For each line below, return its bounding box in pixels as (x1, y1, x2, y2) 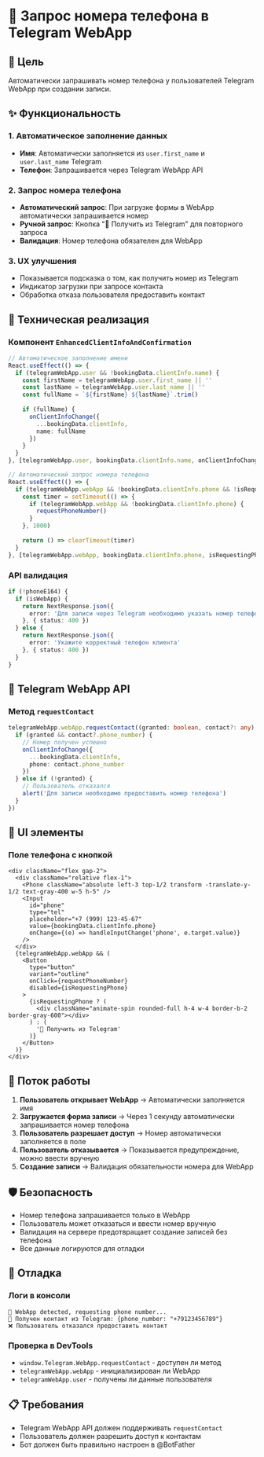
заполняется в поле (19, 1137, 86, 1147)
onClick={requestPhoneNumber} (28, 978, 128, 985)
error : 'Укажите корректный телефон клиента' (28, 639, 181, 647)
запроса (19, 227, 48, 237)
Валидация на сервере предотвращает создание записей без (19, 1228, 228, 1237)
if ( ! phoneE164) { (8, 587, 68, 596)
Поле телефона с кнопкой (8, 850, 113, 861)
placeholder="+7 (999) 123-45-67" (28, 916, 143, 923)
